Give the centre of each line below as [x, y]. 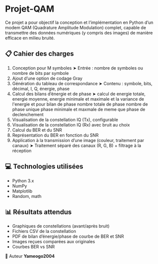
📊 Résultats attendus [38, 212]
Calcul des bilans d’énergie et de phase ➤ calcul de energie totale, [79, 94]
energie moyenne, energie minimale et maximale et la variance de [78, 99]
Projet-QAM [30, 9]
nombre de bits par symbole [40, 73]
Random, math [27, 196]
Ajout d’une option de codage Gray [47, 78]
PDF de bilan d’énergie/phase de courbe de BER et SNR [68, 236]
